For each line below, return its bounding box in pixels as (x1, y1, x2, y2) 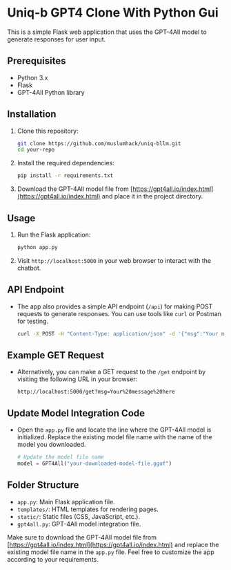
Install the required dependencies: (17, 159, 115, 167)
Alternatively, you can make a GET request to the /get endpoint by (17, 368, 206, 376)
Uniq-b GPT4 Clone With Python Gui (7, 5, 219, 21)
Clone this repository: (17, 127, 79, 135)
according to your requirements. (7, 555, 99, 563)
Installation (7, 109, 57, 120)
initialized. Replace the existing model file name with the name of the (17, 433, 212, 441)
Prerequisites (7, 55, 66, 67)
